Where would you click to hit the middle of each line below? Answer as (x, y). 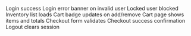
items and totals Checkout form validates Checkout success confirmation (95, 21)
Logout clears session (33, 27)
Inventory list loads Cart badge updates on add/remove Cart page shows (95, 15)
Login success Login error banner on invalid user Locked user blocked (92, 8)
